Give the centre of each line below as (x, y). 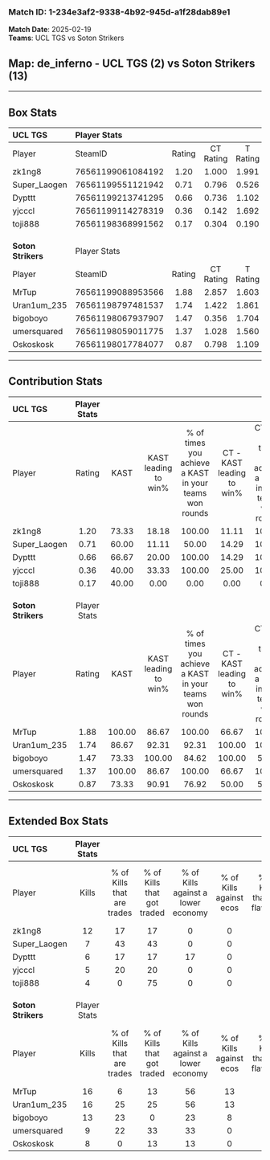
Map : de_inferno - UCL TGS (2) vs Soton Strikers (132, 63)
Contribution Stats (55, 381)
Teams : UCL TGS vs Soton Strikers (66, 38)
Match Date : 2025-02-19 (50, 30)
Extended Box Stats (58, 821)
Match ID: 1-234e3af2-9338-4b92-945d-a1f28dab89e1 (119, 12)
